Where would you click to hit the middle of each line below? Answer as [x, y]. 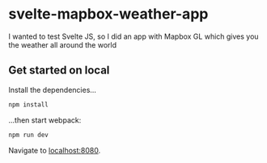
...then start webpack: [45, 120]
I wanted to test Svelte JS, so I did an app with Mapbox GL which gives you [133, 36]
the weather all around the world [63, 44]
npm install [28, 104]
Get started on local [59, 71]
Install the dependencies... [53, 90]
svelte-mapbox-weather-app [108, 14]
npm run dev [28, 135]
